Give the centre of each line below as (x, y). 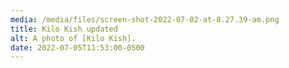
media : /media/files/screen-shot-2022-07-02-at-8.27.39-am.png (145, 19)
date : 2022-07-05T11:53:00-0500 (77, 47)
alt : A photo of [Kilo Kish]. (73, 38)
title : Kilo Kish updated (64, 29)
